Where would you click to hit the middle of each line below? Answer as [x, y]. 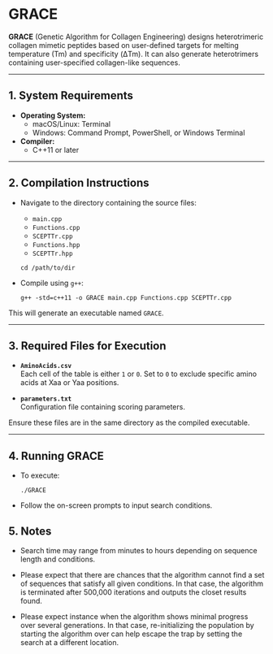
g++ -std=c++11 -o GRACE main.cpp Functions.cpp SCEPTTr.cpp [126, 297]
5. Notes [30, 531]
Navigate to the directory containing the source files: [108, 202]
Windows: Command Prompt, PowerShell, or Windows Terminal [139, 132]
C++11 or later [56, 149]
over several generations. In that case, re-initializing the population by [137, 625]
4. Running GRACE [56, 456]
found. [31, 601]
